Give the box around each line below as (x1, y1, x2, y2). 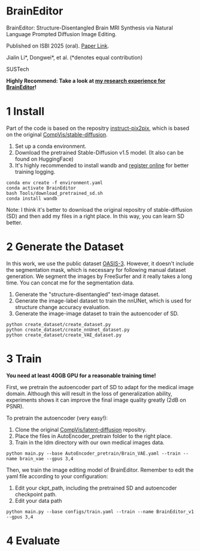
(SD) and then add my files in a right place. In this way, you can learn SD (6, 212, 184, 220)
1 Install (6, 105, 45, 119)
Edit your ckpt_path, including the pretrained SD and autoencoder (14, 484, 177, 491)
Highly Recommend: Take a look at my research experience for (6, 77, 166, 84)
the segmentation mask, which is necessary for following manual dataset (6, 266, 186, 273)
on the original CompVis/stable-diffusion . (6, 131, 108, 138)
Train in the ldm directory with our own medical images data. (14, 439, 165, 446)
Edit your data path (14, 497, 62, 504)
